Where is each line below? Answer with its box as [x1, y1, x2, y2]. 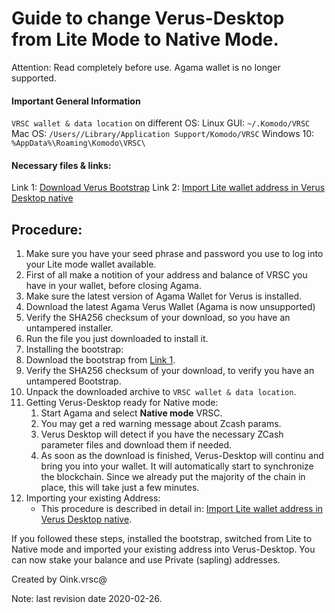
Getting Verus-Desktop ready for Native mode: [25, 397, 219, 409]
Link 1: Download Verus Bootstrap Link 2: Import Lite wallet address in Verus [11, 182, 326, 194]
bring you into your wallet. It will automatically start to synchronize [40, 460, 314, 472]
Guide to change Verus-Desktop [11, 7, 285, 30]
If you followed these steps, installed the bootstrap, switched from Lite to [11, 533, 313, 545]
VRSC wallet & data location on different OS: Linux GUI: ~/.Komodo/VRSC [11, 117, 311, 129]
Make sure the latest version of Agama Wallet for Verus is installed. [25, 290, 302, 302]
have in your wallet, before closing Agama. [25, 280, 202, 292]
